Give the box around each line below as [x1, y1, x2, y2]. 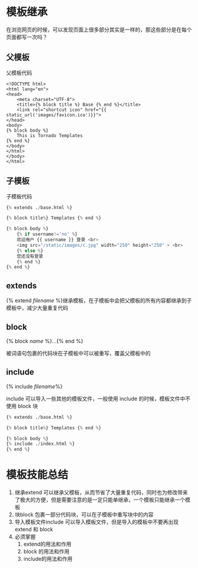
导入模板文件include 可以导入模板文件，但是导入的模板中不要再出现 [14, 518, 179, 525]
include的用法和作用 [23, 556, 72, 563]
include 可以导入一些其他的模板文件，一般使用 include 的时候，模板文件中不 [6, 395, 190, 402]
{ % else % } [16, 247, 44, 254]
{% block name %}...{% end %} [6, 337, 84, 344]
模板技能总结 [6, 468, 69, 482]
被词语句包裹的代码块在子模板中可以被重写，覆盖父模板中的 [6, 350, 151, 357]
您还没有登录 [16, 253, 43, 259]
